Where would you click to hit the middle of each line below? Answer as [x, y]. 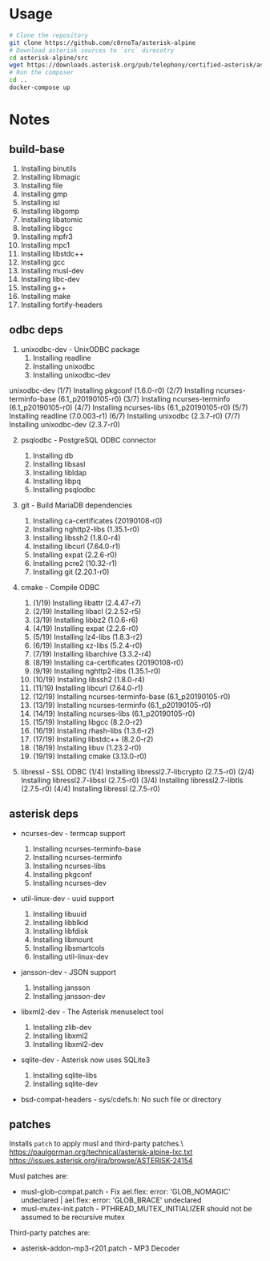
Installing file [42, 185]
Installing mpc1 [45, 245]
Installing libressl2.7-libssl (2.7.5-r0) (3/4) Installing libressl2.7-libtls [132, 780]
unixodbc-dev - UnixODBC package [80, 349]
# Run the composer [42, 73]
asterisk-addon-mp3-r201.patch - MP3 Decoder [100, 1248]
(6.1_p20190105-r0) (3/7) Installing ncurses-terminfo [144, 398]
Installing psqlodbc [64, 489]
